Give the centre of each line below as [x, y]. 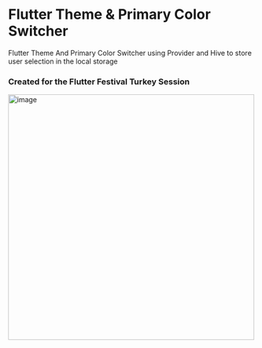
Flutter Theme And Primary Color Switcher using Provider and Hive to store [130, 53]
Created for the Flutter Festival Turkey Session [99, 82]
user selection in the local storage [63, 61]
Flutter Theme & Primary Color [109, 15]
